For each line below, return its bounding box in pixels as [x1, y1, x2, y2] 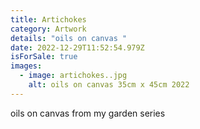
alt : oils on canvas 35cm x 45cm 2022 [28, 80, 190, 90]
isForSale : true [10, 52, 78, 62]
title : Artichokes [10, 14, 87, 25]
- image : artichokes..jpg [19, 71, 128, 81]
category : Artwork [10, 24, 87, 34]
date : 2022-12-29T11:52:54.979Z [10, 42, 145, 53]
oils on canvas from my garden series [10, 107, 166, 119]
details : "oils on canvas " [10, 33, 128, 43]
